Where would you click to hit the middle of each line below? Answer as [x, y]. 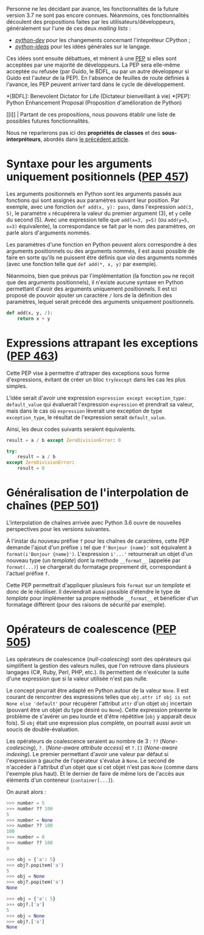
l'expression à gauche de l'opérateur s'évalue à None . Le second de [90, 760]
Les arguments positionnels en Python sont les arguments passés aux [94, 193]
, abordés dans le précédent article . [85, 139]
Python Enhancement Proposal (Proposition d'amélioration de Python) [94, 103]
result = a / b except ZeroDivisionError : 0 [64, 440]
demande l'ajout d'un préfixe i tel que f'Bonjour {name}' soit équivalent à [99, 547]
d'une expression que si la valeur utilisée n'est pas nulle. [77, 678]
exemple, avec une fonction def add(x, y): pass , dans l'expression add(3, [100, 206]
